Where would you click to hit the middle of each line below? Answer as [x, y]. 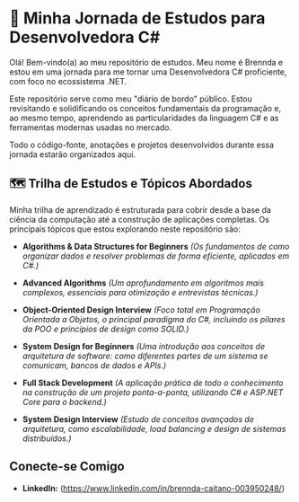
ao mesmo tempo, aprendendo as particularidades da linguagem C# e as [144, 118]
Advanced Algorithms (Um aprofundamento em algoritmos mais [143, 283]
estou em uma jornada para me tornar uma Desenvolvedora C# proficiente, [148, 72]
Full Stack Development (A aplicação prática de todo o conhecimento [153, 383]
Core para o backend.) [65, 401]
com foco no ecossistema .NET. [68, 81]
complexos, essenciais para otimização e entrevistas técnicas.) [140, 292]
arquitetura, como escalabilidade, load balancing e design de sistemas [154, 428]
